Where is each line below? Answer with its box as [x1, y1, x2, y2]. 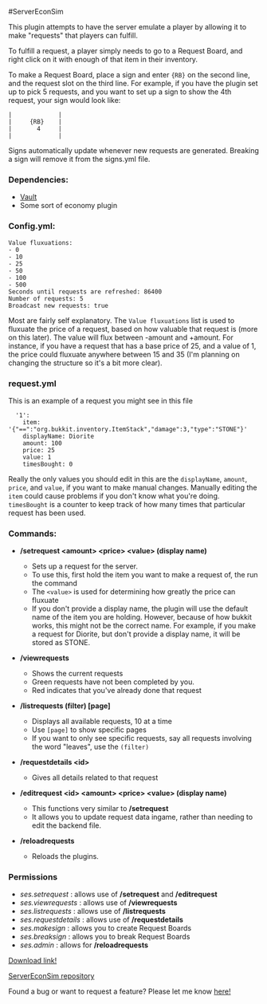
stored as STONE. [31, 638, 90, 648]
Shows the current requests [31, 669, 124, 679]
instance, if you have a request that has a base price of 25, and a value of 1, [8, 341, 257, 350]
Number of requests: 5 [8, 294, 84, 302]
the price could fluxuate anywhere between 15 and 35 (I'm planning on [8, 349, 241, 359]
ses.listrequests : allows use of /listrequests [19, 907, 166, 916]
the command [31, 578, 78, 589]
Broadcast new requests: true [8, 301, 109, 309]
